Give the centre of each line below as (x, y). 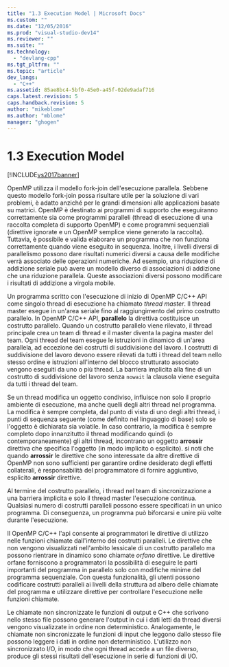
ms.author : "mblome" (37, 115)
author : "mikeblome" (37, 109)
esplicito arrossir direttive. (45, 477)
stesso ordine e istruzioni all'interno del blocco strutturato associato (103, 362)
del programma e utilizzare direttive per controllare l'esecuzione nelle (105, 592)
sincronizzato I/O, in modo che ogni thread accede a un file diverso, (103, 649)
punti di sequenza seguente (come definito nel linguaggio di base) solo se (111, 419)
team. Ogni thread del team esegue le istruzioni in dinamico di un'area (106, 340)
